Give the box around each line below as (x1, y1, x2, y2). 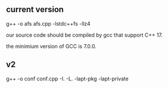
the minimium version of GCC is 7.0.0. (6, 43, 97, 50)
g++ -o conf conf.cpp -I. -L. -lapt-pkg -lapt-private (6, 75, 129, 82)
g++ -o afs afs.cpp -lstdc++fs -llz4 (6, 20, 91, 27)
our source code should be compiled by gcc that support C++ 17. (6, 31, 163, 38)
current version (6, 5, 64, 15)
